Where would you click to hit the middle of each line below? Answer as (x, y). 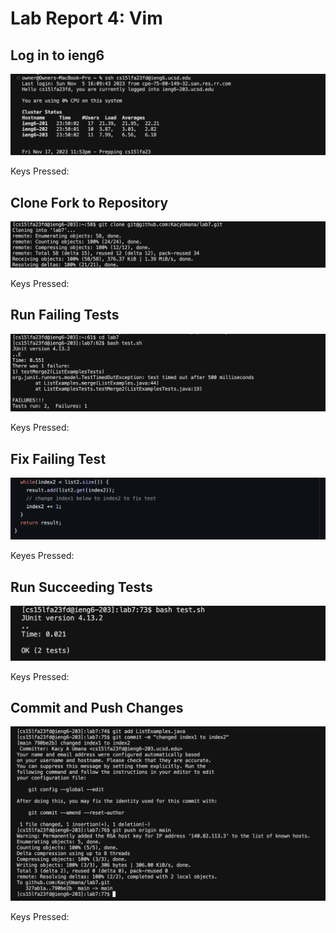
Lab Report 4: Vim (86, 18)
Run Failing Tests (65, 315)
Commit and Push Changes (97, 707)
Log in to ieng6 (57, 55)
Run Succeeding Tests (81, 587)
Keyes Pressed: (42, 556)
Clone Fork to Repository (89, 202)
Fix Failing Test (58, 458)
